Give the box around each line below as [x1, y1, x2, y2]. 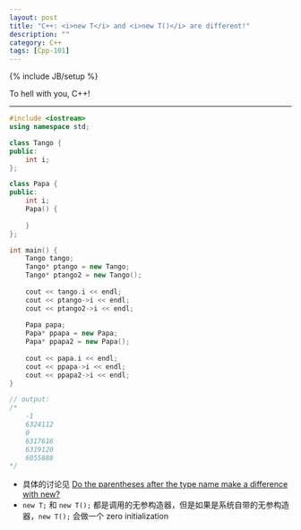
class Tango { [9, 138, 63, 148]
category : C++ [9, 38, 63, 47]
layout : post [9, 13, 58, 22]
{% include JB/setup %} [9, 71, 99, 81]
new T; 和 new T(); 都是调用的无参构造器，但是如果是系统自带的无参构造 [21, 500, 289, 510]
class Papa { [9, 180, 58, 189]
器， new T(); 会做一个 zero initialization [21, 511, 168, 522]
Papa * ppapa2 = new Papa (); [25, 338, 130, 346]
